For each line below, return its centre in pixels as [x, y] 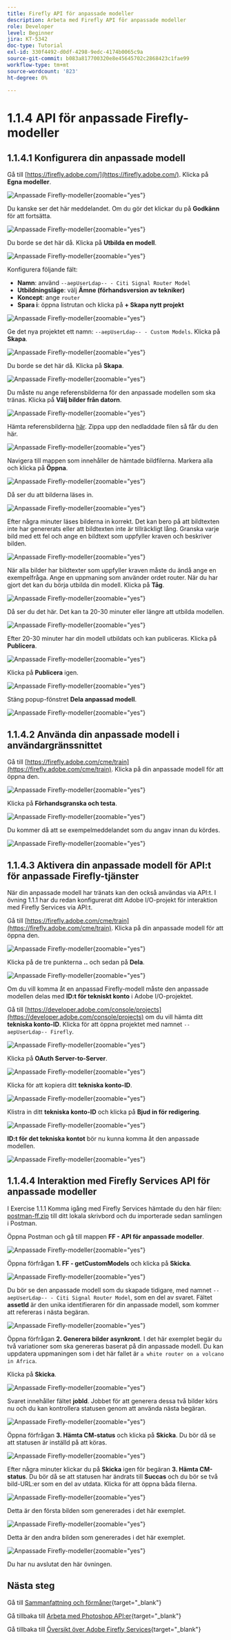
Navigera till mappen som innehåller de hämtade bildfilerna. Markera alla [110, 461]
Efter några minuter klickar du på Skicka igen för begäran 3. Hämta [103, 1469]
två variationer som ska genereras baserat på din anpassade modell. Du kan [115, 1346]
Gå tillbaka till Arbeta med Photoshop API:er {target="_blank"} [94, 1616]
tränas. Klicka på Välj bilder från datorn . [64, 400]
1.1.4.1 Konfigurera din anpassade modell [97, 158]
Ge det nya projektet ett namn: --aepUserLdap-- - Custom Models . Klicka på [114, 331]
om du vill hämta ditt [174, 1017]
